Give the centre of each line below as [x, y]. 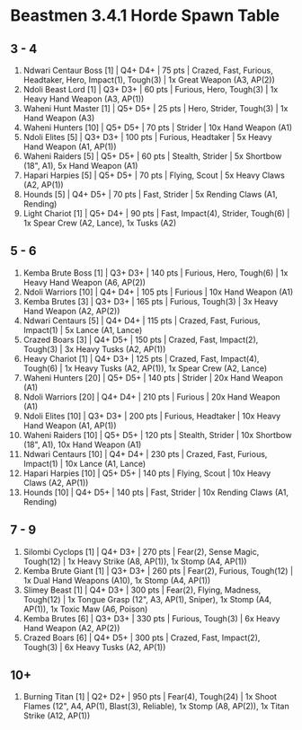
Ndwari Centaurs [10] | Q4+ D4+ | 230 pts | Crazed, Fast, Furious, [145, 453]
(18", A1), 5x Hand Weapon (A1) [80, 166]
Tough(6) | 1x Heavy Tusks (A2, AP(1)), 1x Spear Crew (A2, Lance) [145, 368]
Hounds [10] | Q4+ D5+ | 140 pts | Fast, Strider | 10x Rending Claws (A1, [155, 492]
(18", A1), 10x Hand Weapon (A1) [82, 444]
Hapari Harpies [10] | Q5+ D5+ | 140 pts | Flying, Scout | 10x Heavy [147, 473]
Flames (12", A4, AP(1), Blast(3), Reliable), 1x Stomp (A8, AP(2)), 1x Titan [156, 707]
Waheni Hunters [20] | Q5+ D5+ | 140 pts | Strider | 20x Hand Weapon [153, 377]
